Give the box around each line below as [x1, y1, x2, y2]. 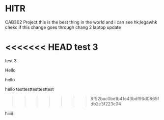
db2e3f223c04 [90, 101, 121, 107]
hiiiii [5, 110, 13, 116]
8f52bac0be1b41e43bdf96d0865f [90, 96, 160, 101]
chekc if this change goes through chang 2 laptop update [5, 24, 121, 30]
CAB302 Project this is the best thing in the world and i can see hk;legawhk [5, 19, 158, 25]
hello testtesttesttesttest [5, 86, 54, 92]
